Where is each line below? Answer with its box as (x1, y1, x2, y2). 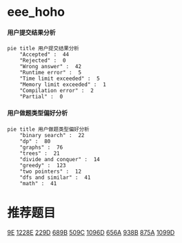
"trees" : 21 (19, 149, 60, 157)
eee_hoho (7, 4, 65, 20)
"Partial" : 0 (19, 94, 63, 101)
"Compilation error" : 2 (19, 87, 94, 94)
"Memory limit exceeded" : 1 (19, 81, 107, 88)
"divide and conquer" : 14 (19, 156, 100, 162)
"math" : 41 (19, 180, 57, 187)
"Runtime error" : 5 (19, 70, 81, 76)
